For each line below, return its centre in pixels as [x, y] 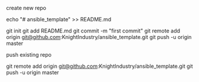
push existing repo [29, 55]
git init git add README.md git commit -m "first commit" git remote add [93, 31]
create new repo [26, 8]
